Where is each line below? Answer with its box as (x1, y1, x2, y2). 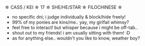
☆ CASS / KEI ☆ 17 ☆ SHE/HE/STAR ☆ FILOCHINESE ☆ (5, 4, 123, 10)
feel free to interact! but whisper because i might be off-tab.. (12, 24, 138, 30)
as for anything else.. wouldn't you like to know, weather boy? (12, 35, 140, 41)
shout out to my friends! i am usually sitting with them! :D (12, 30, 130, 35)
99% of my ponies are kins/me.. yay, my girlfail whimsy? (12, 19, 129, 25)
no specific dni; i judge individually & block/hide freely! (12, 14, 126, 19)
